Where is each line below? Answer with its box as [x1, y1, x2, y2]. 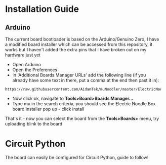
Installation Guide [5, 3, 79, 15]
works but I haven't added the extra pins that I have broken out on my [5, 47, 147, 52]
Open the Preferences [12, 67, 58, 73]
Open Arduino [12, 62, 41, 67]
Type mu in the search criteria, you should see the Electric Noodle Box [12, 101, 156, 107]
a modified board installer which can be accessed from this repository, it [5, 41, 153, 47]
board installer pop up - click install [12, 106, 84, 112]
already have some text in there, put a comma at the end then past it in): [12, 78, 159, 83]
